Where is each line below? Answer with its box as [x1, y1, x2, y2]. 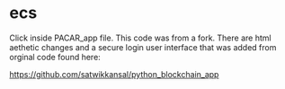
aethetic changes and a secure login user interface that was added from [9, 41, 277, 52]
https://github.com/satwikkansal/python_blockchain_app [9, 68, 219, 79]
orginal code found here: [9, 51, 101, 62]
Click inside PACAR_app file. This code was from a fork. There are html [9, 32, 272, 43]
